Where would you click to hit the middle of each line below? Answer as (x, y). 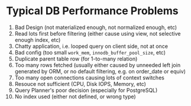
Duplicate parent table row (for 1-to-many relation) (76, 59)
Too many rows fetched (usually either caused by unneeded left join (98, 65)
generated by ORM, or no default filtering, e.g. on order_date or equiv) (100, 71)
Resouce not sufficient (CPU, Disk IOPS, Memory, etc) (80, 83)
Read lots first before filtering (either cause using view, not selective (98, 33)
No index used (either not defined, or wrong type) (75, 97)
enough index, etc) (38, 40)
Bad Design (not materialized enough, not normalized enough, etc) (96, 27)
